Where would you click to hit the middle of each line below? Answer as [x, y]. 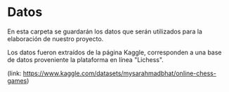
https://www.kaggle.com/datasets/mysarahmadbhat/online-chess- [119, 73]
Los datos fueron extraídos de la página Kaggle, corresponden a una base [115, 52]
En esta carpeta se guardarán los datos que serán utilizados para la [105, 31]
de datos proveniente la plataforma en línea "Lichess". [85, 59]
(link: [14, 73]
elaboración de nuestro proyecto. [55, 38]
